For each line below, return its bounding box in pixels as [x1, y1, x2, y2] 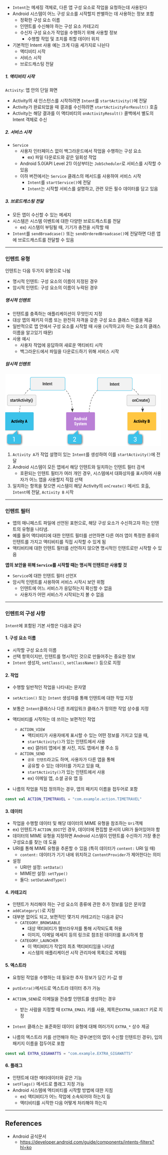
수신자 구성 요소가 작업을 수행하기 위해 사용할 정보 [19, 30, 117, 35]
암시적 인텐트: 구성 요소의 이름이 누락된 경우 [12, 284, 98, 291]
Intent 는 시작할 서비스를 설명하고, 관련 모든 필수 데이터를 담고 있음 [27, 185, 158, 191]
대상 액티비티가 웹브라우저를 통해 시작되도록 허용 [27, 925, 122, 931]
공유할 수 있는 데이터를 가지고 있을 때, [27, 763, 101, 769]
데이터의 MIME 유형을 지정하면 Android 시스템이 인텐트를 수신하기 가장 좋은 [12, 833, 161, 839]
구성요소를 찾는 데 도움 [12, 839, 57, 845]
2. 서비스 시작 [5, 129, 32, 135]
